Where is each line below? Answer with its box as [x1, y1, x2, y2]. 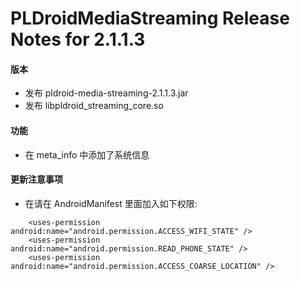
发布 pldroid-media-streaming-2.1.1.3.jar [24, 87, 189, 99]
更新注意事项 [10, 173, 63, 186]
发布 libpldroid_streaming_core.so [24, 100, 164, 112]
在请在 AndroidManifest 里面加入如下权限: [24, 197, 198, 209]
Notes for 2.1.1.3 [10, 28, 146, 51]
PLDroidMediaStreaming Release [10, 7, 290, 30]
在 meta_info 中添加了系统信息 [24, 148, 150, 161]
